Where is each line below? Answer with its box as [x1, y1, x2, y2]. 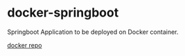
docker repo [7, 41, 42, 49]
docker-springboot [7, 5, 119, 21]
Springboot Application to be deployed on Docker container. [7, 28, 179, 36]
